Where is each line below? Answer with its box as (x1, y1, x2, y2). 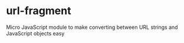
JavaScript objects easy (6, 29, 65, 37)
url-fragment (6, 4, 71, 18)
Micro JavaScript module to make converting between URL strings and (6, 24, 178, 31)
